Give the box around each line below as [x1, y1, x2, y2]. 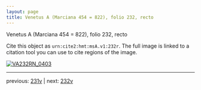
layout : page [6, 8, 39, 15]
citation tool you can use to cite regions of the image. [6, 48, 138, 55]
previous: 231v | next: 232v [6, 77, 74, 84]
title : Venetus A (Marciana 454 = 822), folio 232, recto [6, 14, 154, 20]
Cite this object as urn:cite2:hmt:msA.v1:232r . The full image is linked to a [6, 42, 190, 49]
